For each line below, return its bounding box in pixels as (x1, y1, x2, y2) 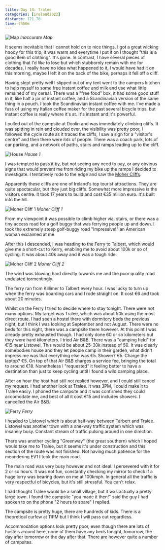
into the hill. (5, 197, 29, 203)
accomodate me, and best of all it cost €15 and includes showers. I (5, 394, 140, 400)
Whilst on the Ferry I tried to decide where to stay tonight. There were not (5, 305, 154, 311)
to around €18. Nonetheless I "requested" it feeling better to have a (5, 363, 141, 369)
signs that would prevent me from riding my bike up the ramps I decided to (5, 166, 157, 172)
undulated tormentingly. (5, 276, 54, 282)
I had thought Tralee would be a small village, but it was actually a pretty (5, 489, 152, 495)
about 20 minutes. (5, 296, 42, 302)
